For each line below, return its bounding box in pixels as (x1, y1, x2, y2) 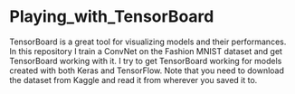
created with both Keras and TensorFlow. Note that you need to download (9, 65, 285, 76)
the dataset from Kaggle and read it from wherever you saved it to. (9, 74, 258, 85)
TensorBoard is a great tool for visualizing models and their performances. (9, 36, 287, 47)
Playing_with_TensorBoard (9, 6, 214, 27)
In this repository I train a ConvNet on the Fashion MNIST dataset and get (9, 45, 283, 56)
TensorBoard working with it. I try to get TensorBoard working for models (9, 55, 282, 66)
